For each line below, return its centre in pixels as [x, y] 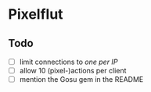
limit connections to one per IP [68, 62]
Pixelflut [36, 14]
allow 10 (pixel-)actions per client [73, 71]
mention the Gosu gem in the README [81, 80]
